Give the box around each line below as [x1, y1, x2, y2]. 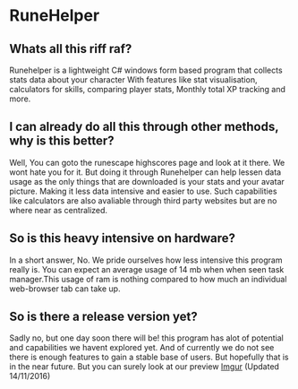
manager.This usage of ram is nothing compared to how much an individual [9, 273, 287, 284]
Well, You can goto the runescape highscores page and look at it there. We [9, 157, 285, 168]
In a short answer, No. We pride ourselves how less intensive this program [9, 255, 283, 265]
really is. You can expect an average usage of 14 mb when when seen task [9, 264, 285, 274]
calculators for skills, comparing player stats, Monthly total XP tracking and [9, 84, 286, 94]
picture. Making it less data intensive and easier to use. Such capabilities [9, 186, 277, 196]
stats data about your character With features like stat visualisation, [9, 74, 258, 85]
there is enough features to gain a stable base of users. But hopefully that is [9, 351, 289, 363]
